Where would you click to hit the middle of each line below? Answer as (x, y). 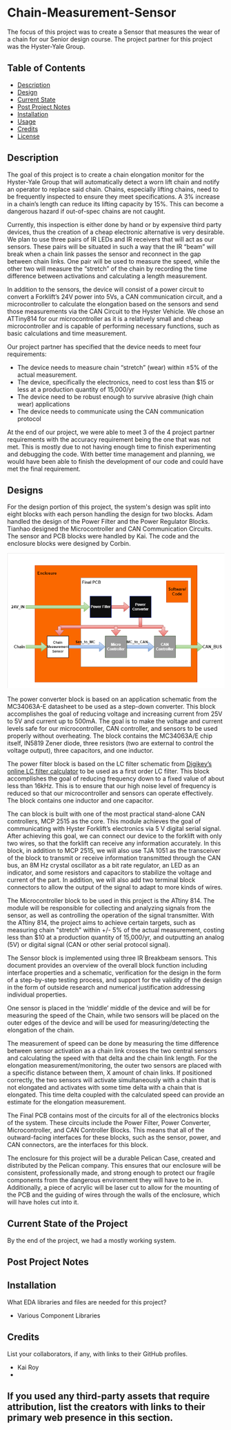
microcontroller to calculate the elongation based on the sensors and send (113, 304)
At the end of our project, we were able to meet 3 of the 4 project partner (111, 432)
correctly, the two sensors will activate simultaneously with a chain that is (111, 1080)
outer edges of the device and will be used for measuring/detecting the (109, 1022)
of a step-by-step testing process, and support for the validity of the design (114, 980)
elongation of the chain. (41, 1030)
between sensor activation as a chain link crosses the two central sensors (112, 1050)
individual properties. (37, 995)
